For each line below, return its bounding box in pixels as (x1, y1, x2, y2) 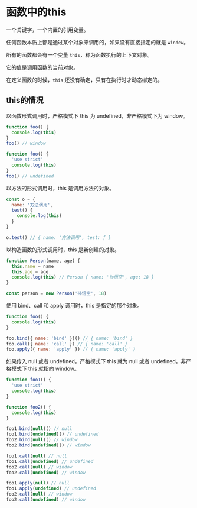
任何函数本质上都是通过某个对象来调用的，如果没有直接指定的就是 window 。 (6, 38, 189, 46)
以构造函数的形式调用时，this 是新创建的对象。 (6, 246, 120, 253)
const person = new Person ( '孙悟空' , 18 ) (6, 290, 107, 296)
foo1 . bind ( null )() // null (6, 426, 73, 432)
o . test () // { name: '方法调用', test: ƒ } (6, 234, 111, 240)
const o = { (6, 196, 35, 202)
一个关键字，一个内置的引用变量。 (6, 26, 89, 33)
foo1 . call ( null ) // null (6, 453, 67, 459)
